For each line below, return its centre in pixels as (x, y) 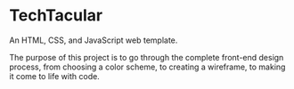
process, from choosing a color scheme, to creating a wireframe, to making (147, 67)
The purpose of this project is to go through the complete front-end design (147, 57)
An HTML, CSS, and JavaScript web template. (94, 40)
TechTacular (56, 16)
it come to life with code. (54, 76)
